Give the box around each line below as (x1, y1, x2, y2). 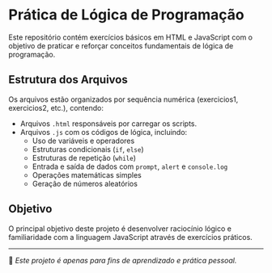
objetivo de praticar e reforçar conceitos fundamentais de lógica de (8, 40, 234, 50)
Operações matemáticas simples (32, 170, 142, 179)
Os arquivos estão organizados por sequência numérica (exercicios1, (8, 94, 239, 104)
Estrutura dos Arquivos (8, 73, 128, 86)
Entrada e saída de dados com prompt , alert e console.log (32, 162, 228, 171)
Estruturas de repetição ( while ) (32, 153, 136, 162)
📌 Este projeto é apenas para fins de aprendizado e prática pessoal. (8, 255, 237, 265)
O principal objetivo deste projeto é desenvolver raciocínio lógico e (8, 224, 232, 233)
